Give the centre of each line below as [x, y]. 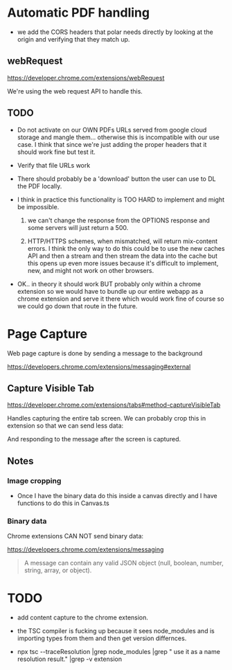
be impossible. [38, 206]
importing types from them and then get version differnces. [102, 638]
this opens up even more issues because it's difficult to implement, [123, 263]
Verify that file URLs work [54, 165]
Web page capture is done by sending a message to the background [105, 353]
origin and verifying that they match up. [73, 39]
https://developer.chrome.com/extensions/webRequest [86, 78]
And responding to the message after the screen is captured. [94, 439]
